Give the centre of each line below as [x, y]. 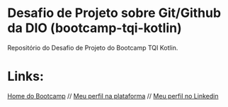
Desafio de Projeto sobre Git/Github [114, 13]
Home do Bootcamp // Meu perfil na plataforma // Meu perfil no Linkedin [113, 96]
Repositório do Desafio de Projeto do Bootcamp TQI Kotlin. [93, 47]
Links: [26, 77]
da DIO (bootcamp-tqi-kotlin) [95, 28]
